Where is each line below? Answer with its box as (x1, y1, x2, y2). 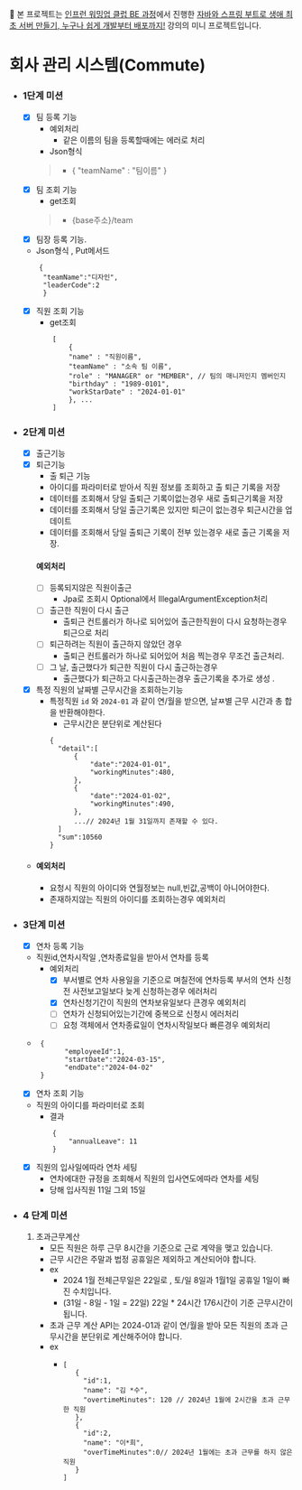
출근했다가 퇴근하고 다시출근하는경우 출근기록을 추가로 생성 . (62, 673, 275, 684)
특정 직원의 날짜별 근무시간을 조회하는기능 (35, 684, 184, 694)
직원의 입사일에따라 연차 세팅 (35, 1161, 138, 1172)
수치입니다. (72, 1286, 112, 1297)
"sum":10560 (57, 833, 103, 842)
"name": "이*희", (82, 1438, 144, 1448)
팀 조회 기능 (35, 184, 78, 195)
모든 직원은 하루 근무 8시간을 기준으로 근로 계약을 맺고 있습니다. (49, 1242, 273, 1253)
